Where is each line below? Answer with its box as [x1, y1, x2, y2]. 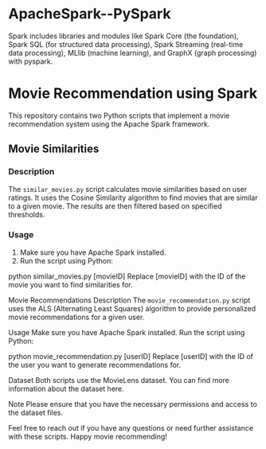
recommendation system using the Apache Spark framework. [8, 119, 210, 128]
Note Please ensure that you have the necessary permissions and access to [8, 399, 257, 408]
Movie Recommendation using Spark [8, 84, 258, 103]
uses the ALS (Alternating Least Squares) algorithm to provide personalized [8, 303, 256, 313]
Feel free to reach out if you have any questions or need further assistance [8, 423, 253, 432]
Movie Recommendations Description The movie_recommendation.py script [8, 295, 251, 305]
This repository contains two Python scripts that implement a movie [8, 111, 230, 120]
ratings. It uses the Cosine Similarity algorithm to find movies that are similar [8, 193, 258, 202]
